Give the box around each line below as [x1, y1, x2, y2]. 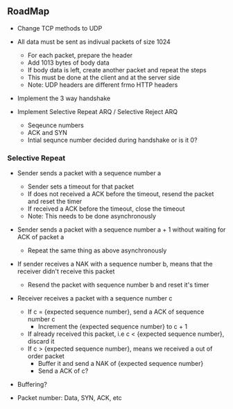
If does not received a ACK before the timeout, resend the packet [27, 190, 214, 198]
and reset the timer [27, 198, 83, 206]
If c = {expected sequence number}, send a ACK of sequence [27, 307, 205, 316]
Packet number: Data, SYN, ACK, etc [17, 394, 123, 402]
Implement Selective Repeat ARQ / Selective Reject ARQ [17, 107, 178, 115]
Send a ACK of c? [37, 367, 89, 375]
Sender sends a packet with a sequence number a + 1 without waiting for [17, 225, 226, 234]
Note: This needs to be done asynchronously [27, 212, 157, 220]
